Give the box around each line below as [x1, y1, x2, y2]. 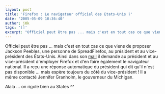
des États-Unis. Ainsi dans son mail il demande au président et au [25, 54, 158, 59]
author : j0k [5, 20, 29, 26]
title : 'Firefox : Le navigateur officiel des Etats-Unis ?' [5, 12, 133, 17]
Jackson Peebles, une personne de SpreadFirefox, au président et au [5, 48, 145, 54]
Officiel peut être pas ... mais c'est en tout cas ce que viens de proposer [5, 43, 151, 49]
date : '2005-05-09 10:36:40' [5, 16, 65, 21]
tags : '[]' [5, 25, 27, 30]
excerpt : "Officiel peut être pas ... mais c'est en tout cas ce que [5, 30, 151, 35]
